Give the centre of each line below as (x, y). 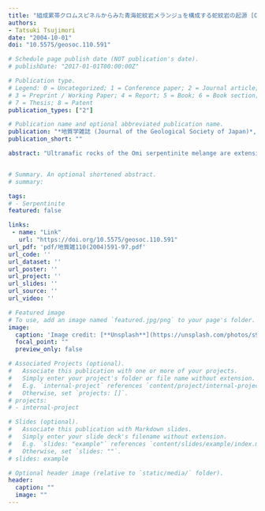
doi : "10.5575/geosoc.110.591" (60, 45)
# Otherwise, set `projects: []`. (68, 393)
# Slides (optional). (44, 422)
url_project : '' (35, 276)
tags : (17, 196)
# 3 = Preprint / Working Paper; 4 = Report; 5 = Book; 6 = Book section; (134, 96)
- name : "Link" (36, 233)
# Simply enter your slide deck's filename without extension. (118, 437)
